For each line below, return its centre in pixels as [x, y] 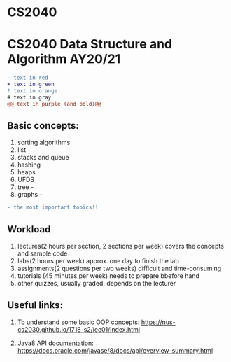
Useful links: [35, 305]
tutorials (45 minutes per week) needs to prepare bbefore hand [108, 276]
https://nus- [159, 322]
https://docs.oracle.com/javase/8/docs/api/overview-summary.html [115, 350]
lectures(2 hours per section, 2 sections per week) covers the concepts [120, 246]
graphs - [30, 195]
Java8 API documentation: [56, 343]
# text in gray [29, 97]
